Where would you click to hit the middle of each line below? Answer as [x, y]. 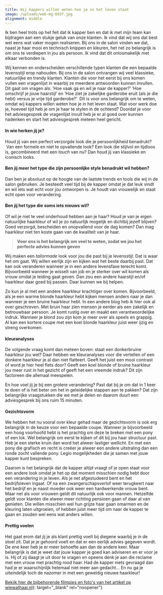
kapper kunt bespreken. [29, 459]
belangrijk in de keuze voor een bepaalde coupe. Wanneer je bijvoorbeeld [79, 428]
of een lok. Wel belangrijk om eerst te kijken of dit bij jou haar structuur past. [81, 438]
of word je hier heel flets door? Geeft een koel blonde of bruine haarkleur [78, 365]
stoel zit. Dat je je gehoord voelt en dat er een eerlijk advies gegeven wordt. [81, 541]
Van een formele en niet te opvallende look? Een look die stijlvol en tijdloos [81, 147]
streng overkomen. [24, 327]
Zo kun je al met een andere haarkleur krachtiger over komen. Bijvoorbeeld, [81, 291]
